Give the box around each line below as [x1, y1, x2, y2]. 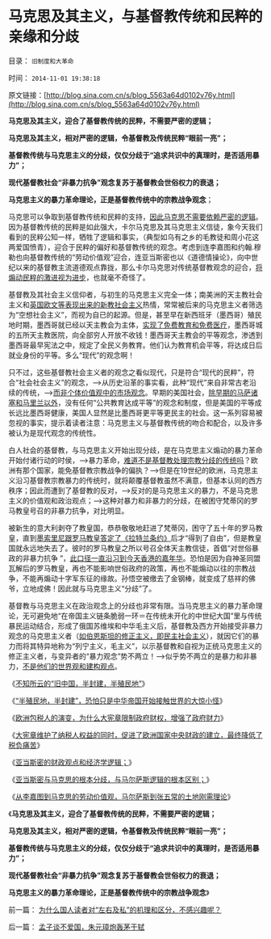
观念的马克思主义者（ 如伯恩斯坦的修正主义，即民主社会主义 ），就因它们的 [8, 631, 252, 641]
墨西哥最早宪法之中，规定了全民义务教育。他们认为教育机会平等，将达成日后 [8, 340, 263, 350]
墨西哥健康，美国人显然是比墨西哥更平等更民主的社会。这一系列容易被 [29, 407, 263, 417]
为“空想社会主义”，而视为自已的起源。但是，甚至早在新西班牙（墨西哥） [8, 309, 248, 319]
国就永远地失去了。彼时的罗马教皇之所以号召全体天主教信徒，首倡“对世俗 [8, 543, 252, 553]
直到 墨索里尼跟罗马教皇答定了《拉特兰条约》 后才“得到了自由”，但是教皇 [22, 533, 262, 542]
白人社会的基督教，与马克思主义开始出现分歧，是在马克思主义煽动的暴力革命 [8, 445, 263, 455]
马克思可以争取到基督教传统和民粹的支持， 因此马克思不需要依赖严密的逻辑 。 [8, 212, 263, 221]
